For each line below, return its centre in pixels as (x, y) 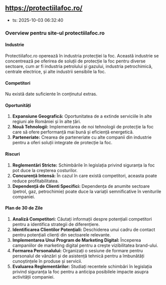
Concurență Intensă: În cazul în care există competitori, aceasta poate (84, 175)
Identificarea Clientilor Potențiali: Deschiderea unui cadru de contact (83, 229)
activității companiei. (33, 277)
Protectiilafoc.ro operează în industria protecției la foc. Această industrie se (82, 56)
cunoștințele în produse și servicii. (47, 261)
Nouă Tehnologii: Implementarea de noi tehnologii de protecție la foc (83, 127)
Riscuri (13, 154)
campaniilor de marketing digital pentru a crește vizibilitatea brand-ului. (85, 245)
